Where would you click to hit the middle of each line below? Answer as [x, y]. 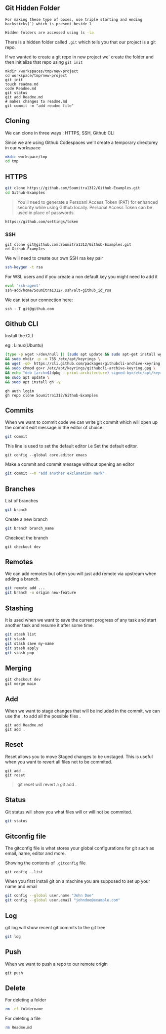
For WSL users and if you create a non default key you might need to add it [82, 276]
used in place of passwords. [46, 213]
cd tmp [12, 161]
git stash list [21, 634]
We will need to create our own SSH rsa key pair [54, 258]
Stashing [19, 608]
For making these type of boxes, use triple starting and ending [74, 19]
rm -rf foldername [24, 1009]
